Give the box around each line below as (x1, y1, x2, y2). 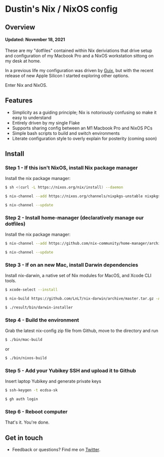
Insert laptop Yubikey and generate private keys (5, 379, 102, 384)
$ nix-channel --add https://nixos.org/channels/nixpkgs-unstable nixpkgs (5, 194, 161, 199)
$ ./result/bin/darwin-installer (5, 305, 73, 310)
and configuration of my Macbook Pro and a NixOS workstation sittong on (5, 52, 154, 58)
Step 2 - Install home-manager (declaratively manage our (5, 214, 144, 221)
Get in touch (5, 433, 43, 442)
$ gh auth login (5, 397, 38, 402)
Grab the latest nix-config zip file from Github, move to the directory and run (5, 328, 159, 334)
